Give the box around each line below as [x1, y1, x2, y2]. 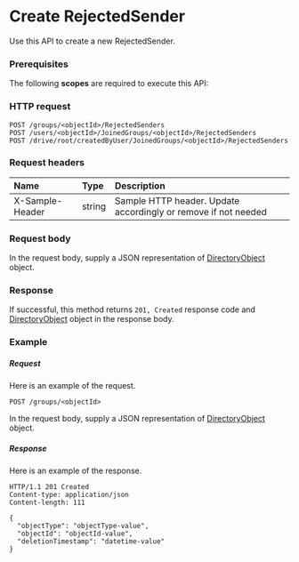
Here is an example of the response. [9, 465, 142, 477]
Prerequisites [9, 58, 69, 70]
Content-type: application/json [9, 491, 129, 500]
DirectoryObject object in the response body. [9, 314, 175, 325]
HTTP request [9, 100, 71, 113]
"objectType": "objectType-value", [17, 522, 149, 531]
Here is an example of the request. [9, 381, 136, 391]
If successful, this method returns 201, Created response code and [9, 304, 256, 315]
